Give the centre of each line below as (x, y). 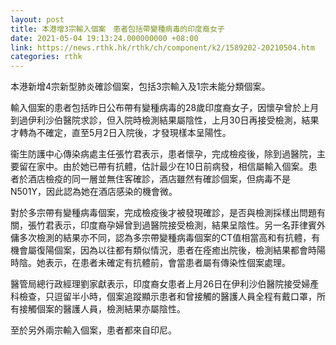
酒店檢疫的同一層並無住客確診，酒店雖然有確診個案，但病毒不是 (159, 179)
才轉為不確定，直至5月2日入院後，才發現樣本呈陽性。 (121, 133)
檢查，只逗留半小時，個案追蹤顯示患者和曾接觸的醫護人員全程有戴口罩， (167, 297)
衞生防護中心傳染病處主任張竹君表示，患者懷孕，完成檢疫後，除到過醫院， (163, 154)
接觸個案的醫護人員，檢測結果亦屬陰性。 (102, 309)
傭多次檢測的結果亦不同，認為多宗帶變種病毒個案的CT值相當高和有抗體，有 (165, 238)
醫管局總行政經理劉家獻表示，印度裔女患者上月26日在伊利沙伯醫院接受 (156, 284)
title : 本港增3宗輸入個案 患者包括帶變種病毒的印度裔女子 (117, 29)
